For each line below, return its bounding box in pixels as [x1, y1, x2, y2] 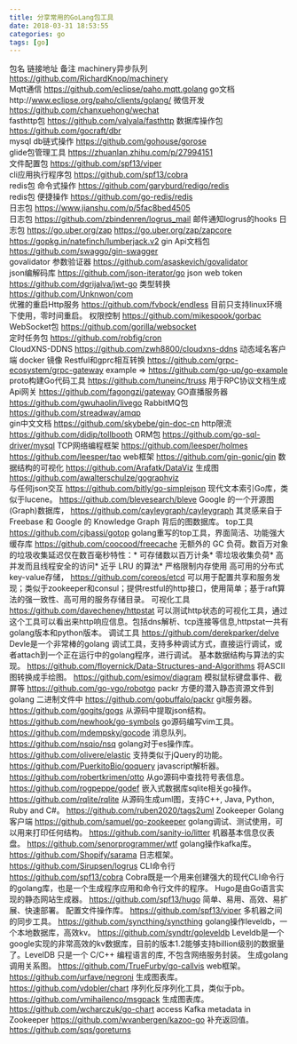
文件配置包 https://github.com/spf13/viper [9, 158, 162, 169]
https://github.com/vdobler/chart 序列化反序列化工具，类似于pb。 [9, 983, 250, 993]
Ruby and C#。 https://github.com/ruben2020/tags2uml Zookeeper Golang [9, 805, 285, 816]
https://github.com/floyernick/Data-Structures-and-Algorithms [26, 661, 255, 672]
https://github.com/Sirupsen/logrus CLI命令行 [9, 861, 176, 872]
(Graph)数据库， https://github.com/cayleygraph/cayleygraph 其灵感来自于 [9, 506, 283, 516]
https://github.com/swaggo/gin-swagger [9, 246, 159, 257]
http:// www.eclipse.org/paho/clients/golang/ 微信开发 [9, 95, 206, 106]
